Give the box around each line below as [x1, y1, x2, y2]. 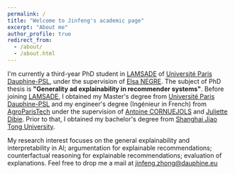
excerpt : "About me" [7, 23, 69, 31]
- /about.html [13, 50, 55, 58]
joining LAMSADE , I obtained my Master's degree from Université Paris [7, 92, 215, 100]
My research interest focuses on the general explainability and [7, 136, 190, 144]
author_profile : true [7, 30, 72, 38]
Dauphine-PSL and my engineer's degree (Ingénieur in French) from [7, 99, 207, 108]
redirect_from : [7, 37, 53, 44]
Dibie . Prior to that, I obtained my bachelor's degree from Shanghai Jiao [7, 114, 218, 123]
